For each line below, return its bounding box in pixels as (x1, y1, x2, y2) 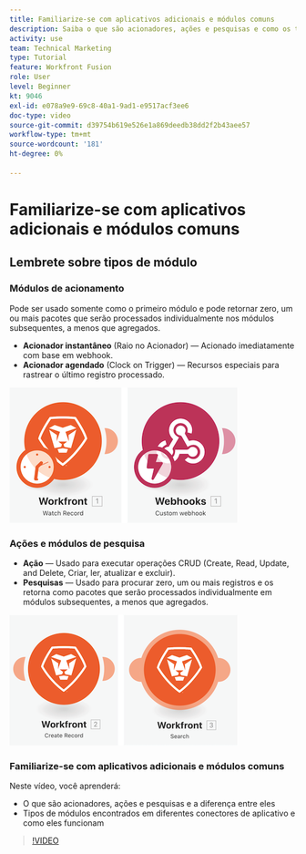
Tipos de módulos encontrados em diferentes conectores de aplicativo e (22, 808, 296, 819)
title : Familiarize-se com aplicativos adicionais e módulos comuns (9, 15, 275, 24)
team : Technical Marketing (9, 44, 112, 53)
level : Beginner (9, 82, 71, 91)
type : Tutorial (9, 53, 67, 63)
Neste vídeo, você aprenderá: (9, 780, 121, 792)
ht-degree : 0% (9, 149, 64, 159)
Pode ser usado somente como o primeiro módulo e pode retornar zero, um (9, 303, 293, 314)
